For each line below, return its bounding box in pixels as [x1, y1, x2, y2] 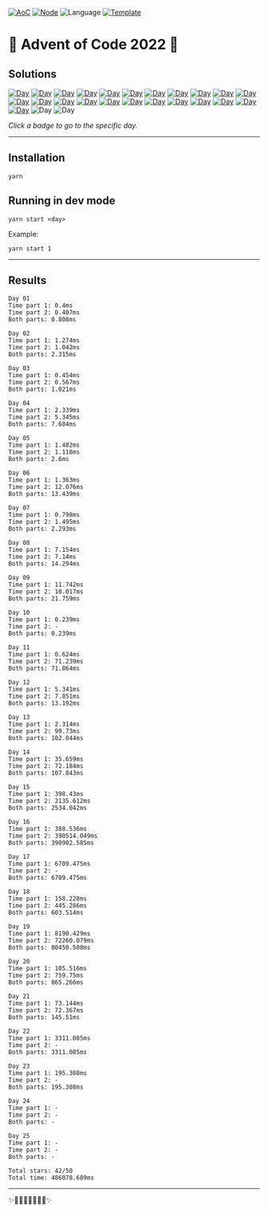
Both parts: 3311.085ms [8, 1049, 88, 1057]
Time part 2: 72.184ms [8, 762, 84, 770]
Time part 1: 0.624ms [8, 651, 81, 659]
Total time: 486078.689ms [8, 1174, 94, 1182]
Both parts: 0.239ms [8, 630, 77, 638]
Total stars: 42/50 [8, 1167, 73, 1176]
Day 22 [8, 1027, 30, 1036]
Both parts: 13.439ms [8, 490, 81, 498]
